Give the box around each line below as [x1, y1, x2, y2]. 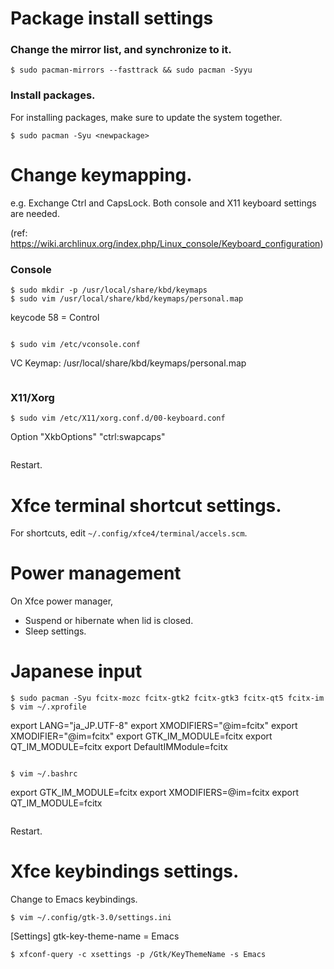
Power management [10, 562, 182, 585]
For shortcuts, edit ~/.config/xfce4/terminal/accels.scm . [10, 527, 248, 539]
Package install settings [10, 7, 214, 30]
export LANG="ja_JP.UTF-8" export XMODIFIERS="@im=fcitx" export [10, 720, 298, 732]
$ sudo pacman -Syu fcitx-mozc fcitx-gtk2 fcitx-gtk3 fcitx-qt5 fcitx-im [10, 693, 325, 704]
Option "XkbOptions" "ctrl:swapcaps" [10, 431, 166, 443]
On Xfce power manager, [10, 595, 114, 607]
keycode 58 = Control [10, 312, 100, 324]
